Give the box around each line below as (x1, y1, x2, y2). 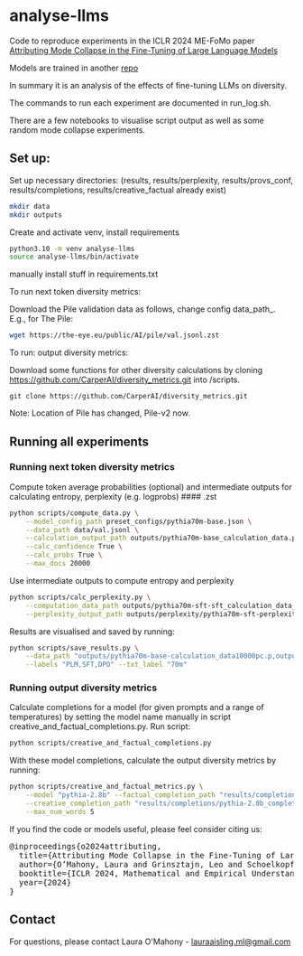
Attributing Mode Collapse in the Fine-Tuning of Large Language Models (9, 44, 278, 55)
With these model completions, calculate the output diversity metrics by (9, 755, 277, 766)
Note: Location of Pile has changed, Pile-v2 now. (9, 408, 191, 418)
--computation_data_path (25, 601, 119, 610)
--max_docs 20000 (25, 559, 91, 568)
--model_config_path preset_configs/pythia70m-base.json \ (25, 517, 252, 526)
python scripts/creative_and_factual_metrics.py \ (9, 783, 204, 792)
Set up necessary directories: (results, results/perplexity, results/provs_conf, (9, 174, 293, 185)
